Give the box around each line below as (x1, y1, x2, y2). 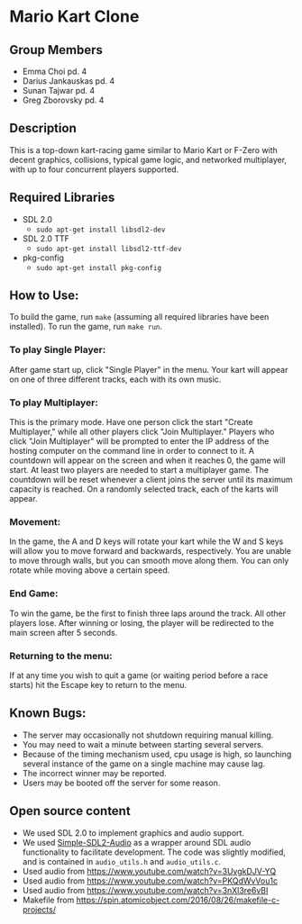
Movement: (9, 515, 61, 528)
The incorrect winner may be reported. (22, 767, 167, 778)
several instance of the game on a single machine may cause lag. (22, 758, 266, 769)
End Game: (9, 587, 59, 600)
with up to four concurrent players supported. (9, 164, 179, 175)
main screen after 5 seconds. (9, 627, 118, 638)
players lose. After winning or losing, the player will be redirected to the (9, 617, 275, 628)
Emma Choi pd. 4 (22, 66, 87, 77)
